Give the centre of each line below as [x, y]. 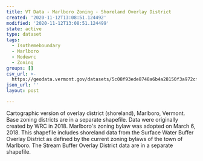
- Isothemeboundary [36, 46]
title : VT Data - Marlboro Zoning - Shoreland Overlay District [89, 12]
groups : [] [20, 68]
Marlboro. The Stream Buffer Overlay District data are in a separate [90, 145]
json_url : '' [23, 85]
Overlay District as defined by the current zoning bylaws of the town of [95, 139]
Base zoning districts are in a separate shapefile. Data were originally [92, 119]
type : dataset [24, 34]
